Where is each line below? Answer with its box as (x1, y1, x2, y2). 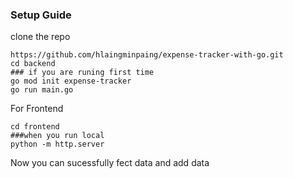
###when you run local (10, 131, 105, 141)
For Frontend (10, 103, 64, 115)
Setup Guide (10, 8, 72, 22)
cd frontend (10, 122, 60, 132)
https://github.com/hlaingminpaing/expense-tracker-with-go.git (10, 50, 284, 60)
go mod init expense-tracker (10, 76, 132, 87)
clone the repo (10, 31, 71, 43)
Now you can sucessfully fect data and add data (10, 157, 210, 169)
